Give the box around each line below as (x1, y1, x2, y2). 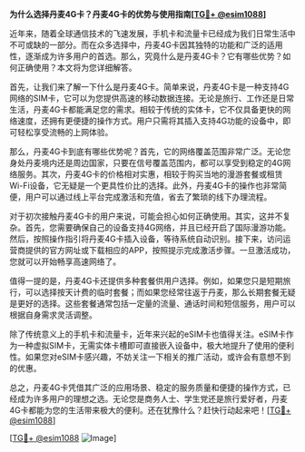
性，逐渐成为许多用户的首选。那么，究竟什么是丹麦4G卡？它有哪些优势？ (9, 51, 283, 62)
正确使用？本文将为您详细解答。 (16, 63, 137, 73)
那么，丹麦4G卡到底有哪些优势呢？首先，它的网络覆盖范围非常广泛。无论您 (9, 146, 291, 157)
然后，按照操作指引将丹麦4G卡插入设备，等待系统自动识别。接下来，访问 (9, 233, 283, 244)
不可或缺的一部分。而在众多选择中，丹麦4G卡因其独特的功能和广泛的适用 (9, 40, 283, 50)
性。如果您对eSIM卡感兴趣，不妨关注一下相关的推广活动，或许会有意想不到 (9, 351, 291, 362)
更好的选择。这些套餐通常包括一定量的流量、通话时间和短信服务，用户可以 (16, 299, 296, 309)
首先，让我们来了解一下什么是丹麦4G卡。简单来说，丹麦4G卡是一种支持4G (9, 82, 290, 92)
